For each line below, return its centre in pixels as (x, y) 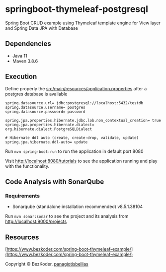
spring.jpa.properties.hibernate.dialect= (50, 125)
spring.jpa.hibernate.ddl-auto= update (46, 142)
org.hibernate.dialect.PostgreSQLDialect (49, 129)
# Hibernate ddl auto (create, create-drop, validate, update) (72, 137)
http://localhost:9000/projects (36, 221)
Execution (21, 77)
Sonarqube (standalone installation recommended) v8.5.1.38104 (78, 206)
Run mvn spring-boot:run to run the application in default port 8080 (74, 151)
